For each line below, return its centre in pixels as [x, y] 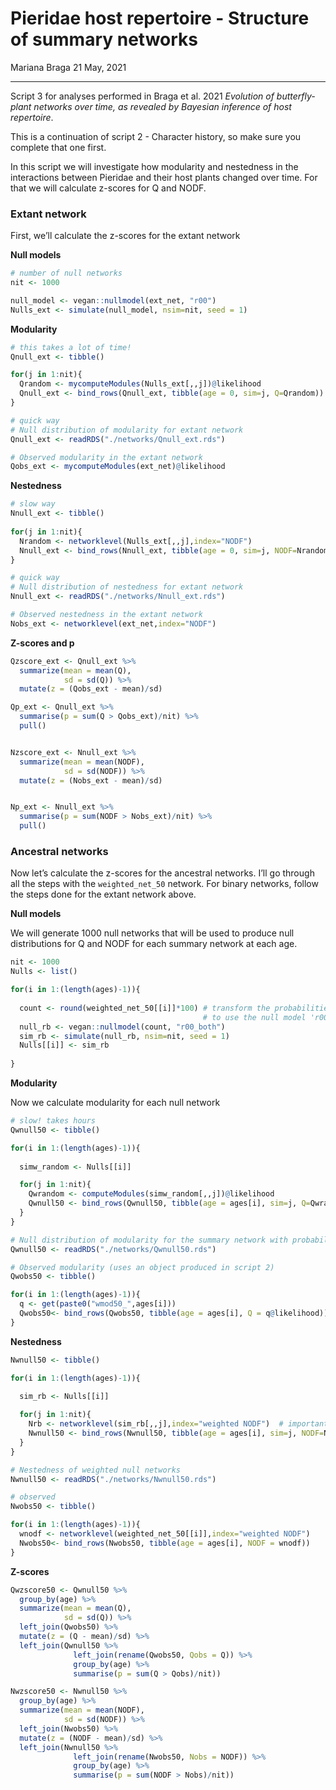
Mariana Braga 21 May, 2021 [68, 67]
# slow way [33, 504]
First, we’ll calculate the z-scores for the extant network [125, 236]
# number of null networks [66, 273]
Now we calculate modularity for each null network [115, 1103]
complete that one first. [58, 147]
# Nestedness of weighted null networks [96, 1470]
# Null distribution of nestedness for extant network [127, 587]
